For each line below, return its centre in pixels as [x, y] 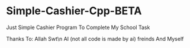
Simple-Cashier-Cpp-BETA [74, 11]
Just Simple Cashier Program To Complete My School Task [78, 27]
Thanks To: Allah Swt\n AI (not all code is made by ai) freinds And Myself [95, 39]
